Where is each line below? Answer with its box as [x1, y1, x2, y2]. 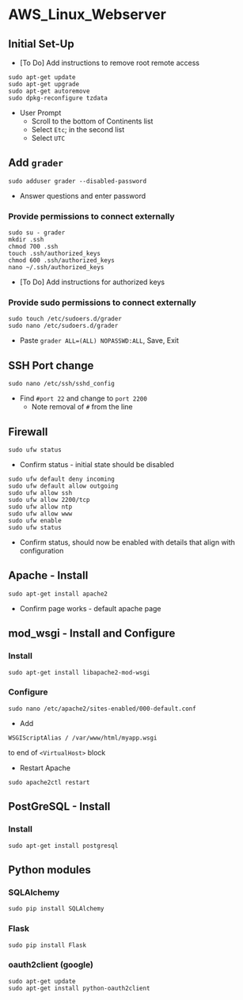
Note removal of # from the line [31, 402, 133, 412]
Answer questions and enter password [19, 191, 146, 200]
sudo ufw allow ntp [8, 503, 73, 511]
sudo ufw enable [8, 517, 62, 525]
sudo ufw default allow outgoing [8, 482, 119, 490]
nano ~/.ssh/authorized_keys [8, 264, 104, 272]
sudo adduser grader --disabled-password [8, 177, 147, 185]
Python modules [8, 863, 91, 876]
